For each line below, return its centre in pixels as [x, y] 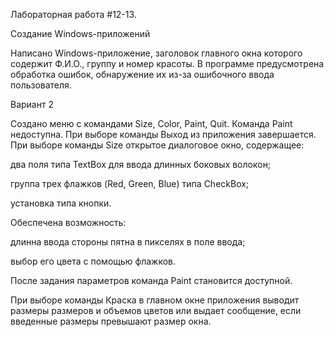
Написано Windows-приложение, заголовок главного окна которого [156, 53]
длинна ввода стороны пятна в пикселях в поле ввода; [128, 242]
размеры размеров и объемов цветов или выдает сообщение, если [156, 310]
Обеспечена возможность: [68, 222]
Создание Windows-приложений [80, 33]
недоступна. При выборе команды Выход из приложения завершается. [163, 134]
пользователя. [41, 85]
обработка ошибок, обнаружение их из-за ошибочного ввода [142, 74]
